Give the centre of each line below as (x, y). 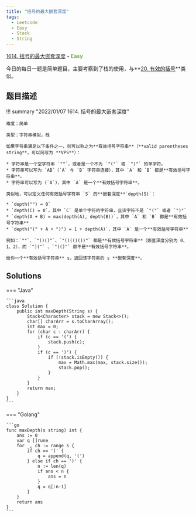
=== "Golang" (23, 414)
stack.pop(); (74, 368)
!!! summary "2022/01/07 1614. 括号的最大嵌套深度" (68, 111)
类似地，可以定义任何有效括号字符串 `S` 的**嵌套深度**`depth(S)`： (81, 194)
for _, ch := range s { (46, 445)
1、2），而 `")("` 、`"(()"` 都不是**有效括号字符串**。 (69, 247)
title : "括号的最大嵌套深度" (37, 11)
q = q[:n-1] (52, 487)
